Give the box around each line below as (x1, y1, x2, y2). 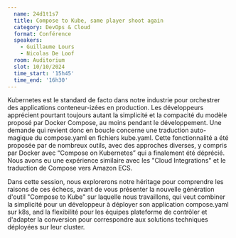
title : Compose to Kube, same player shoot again (14, 17, 163, 24)
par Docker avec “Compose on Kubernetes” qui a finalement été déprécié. (7, 148, 225, 157)
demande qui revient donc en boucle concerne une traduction (7, 126, 189, 135)
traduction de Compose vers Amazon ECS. (7, 164, 133, 173)
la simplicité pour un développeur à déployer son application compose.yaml (7, 200, 229, 209)
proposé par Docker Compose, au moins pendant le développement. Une (7, 119, 222, 127)
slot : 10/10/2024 (14, 63, 65, 70)
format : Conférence (14, 30, 72, 38)
